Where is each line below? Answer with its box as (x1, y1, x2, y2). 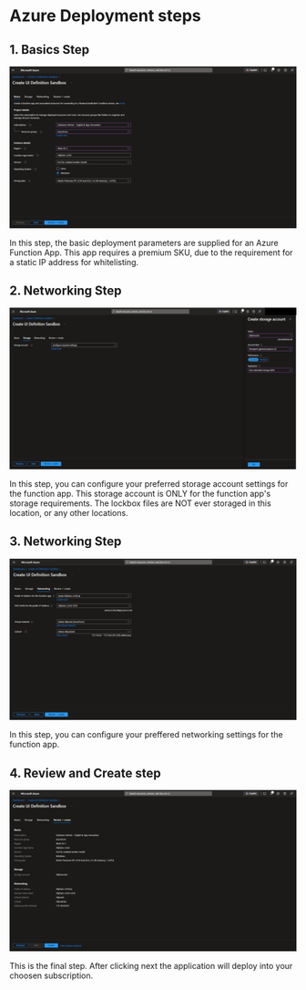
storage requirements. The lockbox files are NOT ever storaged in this (9, 498, 271, 509)
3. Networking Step (9, 534, 122, 550)
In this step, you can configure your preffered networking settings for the (9, 729, 284, 740)
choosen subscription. (9, 970, 94, 981)
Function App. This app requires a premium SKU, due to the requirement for (9, 247, 293, 258)
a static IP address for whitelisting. (9, 256, 139, 267)
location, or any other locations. (9, 507, 129, 518)
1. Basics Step (9, 42, 90, 57)
